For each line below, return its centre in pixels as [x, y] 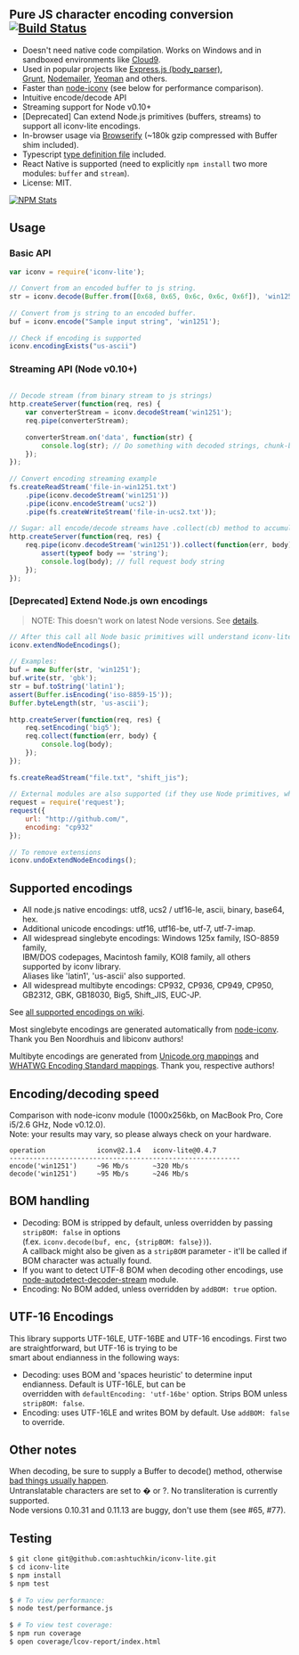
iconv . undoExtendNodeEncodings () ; [73, 860]
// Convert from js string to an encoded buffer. [103, 313]
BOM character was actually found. [87, 1260]
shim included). [50, 144]
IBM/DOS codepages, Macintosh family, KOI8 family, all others [136, 957]
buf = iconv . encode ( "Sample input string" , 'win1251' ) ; [115, 321]
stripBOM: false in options [71, 1232]
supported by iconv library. [72, 967]
